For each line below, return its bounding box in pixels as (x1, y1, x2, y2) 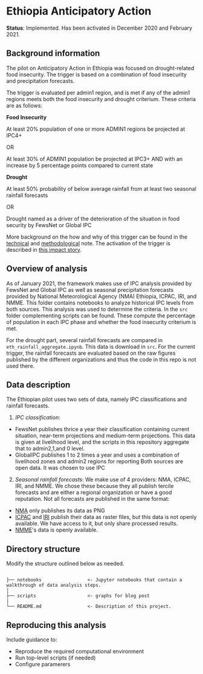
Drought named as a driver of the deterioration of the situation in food (6, 215, 180, 222)
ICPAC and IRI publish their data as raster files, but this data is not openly (14, 514, 197, 521)
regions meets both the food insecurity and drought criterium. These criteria (6, 95, 196, 102)
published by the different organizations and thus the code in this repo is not (6, 355, 196, 363)
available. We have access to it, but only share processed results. (14, 520, 178, 527)
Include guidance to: (6, 636, 57, 643)
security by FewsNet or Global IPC (6, 221, 92, 228)
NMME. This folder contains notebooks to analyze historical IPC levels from (6, 299, 194, 306)
